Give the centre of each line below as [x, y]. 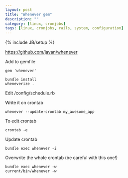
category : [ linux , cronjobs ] [35, 24]
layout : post [19, 10]
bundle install [21, 80]
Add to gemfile [20, 62]
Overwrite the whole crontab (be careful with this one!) [62, 158]
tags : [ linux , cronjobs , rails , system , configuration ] [64, 28]
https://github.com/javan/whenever [42, 52]
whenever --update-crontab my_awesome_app [50, 112]
